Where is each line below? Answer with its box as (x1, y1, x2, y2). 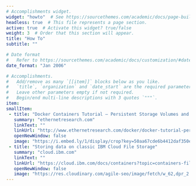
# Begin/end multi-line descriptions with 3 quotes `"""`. (6, 95, 158, 101)
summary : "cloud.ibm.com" (13, 149, 77, 155)
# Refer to (6, 57, 38, 63)
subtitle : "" (6, 42, 38, 47)
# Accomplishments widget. (6, 8, 72, 15)
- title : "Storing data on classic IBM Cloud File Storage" (8, 144, 158, 150)
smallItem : (6, 106, 33, 112)
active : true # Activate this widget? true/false (6, 25, 132, 31)
